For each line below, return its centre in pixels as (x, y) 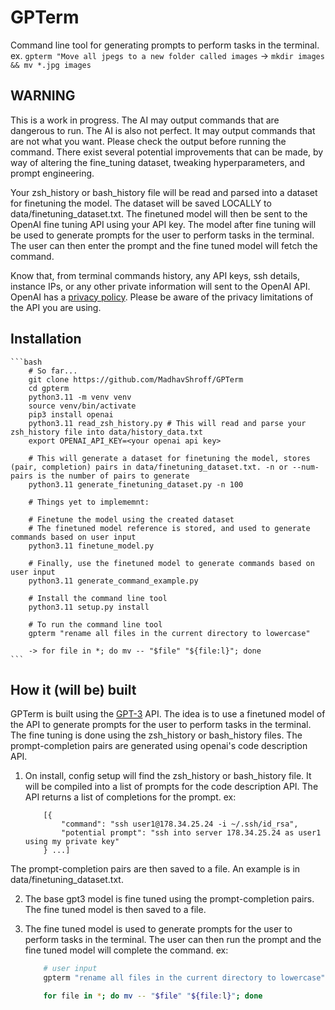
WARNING (43, 96)
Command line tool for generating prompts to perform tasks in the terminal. (165, 45)
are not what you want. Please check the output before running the (148, 141)
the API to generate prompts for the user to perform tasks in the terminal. (161, 725)
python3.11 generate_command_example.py (113, 581)
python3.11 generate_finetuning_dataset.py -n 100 (136, 484)
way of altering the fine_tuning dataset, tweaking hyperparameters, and (158, 162)
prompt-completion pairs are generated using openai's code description (159, 746)
